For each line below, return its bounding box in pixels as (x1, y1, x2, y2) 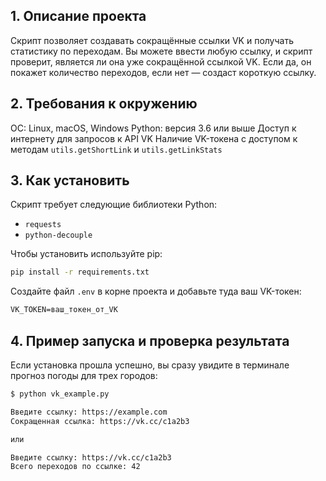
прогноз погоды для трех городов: (10, 370, 158, 381)
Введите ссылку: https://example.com (10, 407, 168, 417)
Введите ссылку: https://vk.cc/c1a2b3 (10, 452, 172, 463)
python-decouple (24, 230, 93, 241)
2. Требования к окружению (10, 95, 198, 113)
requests (24, 220, 62, 230)
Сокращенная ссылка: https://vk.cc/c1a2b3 (10, 416, 190, 426)
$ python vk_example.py (10, 389, 110, 399)
